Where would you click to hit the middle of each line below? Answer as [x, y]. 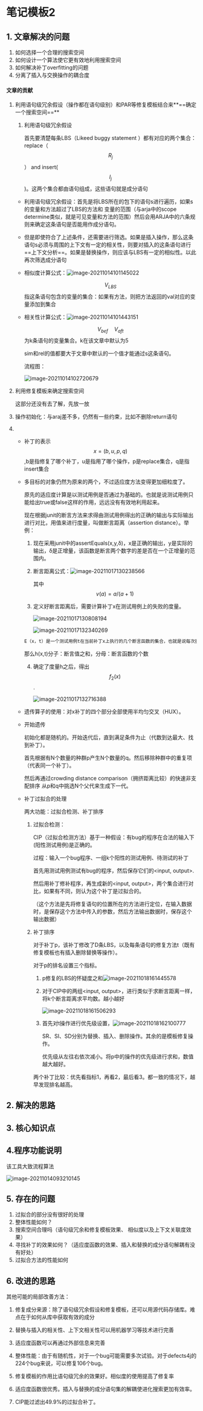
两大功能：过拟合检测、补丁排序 [64, 812]
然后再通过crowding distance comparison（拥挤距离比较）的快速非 [108, 779]
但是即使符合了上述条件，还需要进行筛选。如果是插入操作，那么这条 [109, 237]
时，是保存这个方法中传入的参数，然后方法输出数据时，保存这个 [112, 912]
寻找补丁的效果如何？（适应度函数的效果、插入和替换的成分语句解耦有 [102, 1245]
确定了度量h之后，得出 [61, 666]
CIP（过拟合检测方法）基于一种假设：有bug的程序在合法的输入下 [114, 837]
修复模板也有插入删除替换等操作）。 [77, 952]
